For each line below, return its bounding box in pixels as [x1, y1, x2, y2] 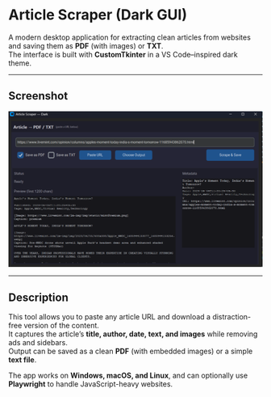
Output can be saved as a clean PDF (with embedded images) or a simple [8, 346, 253, 357]
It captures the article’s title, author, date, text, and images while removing [8, 329, 258, 339]
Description [8, 290, 69, 304]
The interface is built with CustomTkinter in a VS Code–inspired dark [8, 49, 238, 59]
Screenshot [8, 89, 69, 103]
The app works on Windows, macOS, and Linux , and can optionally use [8, 370, 248, 381]
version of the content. [23, 321, 99, 331]
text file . [8, 355, 37, 365]
